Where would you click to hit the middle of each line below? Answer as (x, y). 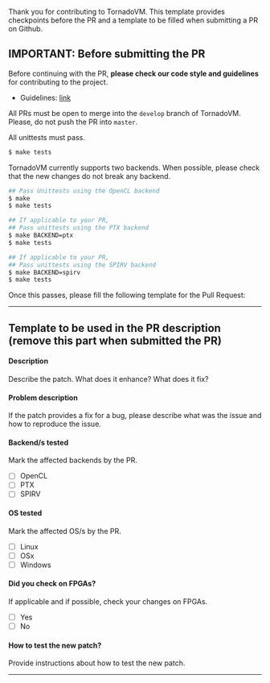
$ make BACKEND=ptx (41, 236)
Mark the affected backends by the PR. (73, 460)
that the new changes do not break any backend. (90, 176)
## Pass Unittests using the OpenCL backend (84, 191)
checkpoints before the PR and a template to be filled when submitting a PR (133, 20)
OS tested (25, 513)
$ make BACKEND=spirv (45, 272)
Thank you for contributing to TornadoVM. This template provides (117, 12)
